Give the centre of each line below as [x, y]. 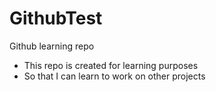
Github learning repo [52, 46]
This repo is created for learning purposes [111, 65]
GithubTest [56, 18]
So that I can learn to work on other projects [114, 76]
